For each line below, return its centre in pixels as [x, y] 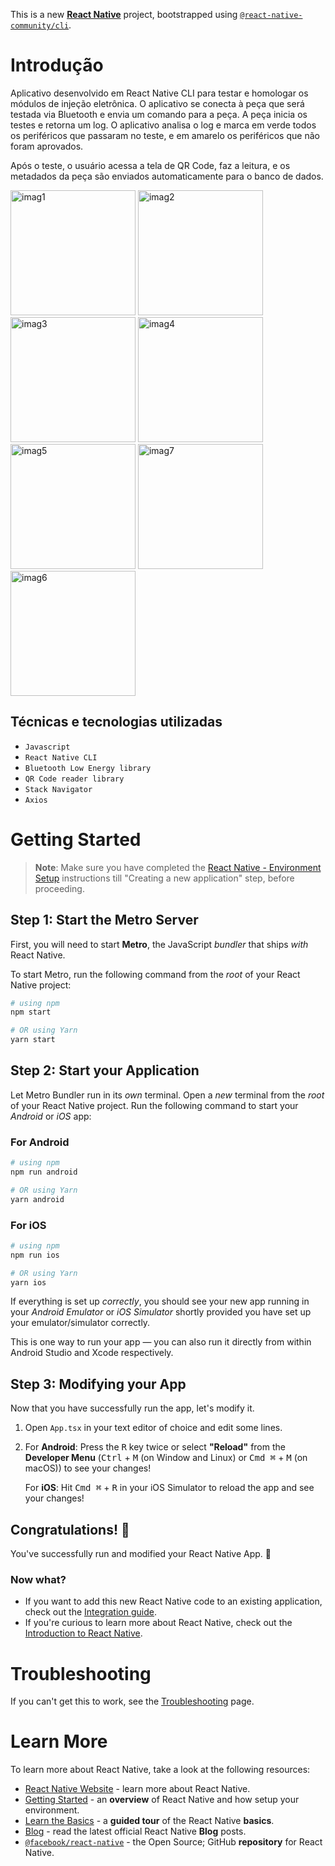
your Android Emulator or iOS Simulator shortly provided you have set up [161, 1312]
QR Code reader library [74, 779]
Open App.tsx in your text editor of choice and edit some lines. [153, 1428]
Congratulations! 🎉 [70, 1529]
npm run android [44, 1172]
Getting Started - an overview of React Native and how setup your [162, 1800]
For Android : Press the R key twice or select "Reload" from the [155, 1447]
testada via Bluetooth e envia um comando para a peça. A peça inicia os [159, 114]
